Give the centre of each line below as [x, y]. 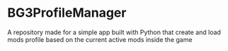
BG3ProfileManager [67, 13]
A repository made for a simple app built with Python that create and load [114, 32]
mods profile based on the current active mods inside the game [100, 39]
